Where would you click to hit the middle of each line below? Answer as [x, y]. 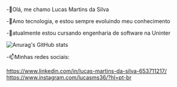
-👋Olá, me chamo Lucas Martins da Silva [58, 9]
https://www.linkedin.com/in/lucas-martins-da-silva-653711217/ [87, 71]
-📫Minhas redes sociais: [38, 57]
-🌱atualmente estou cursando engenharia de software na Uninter [88, 33]
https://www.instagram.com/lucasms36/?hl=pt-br [69, 77]
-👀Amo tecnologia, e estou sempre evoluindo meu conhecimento [88, 21]
